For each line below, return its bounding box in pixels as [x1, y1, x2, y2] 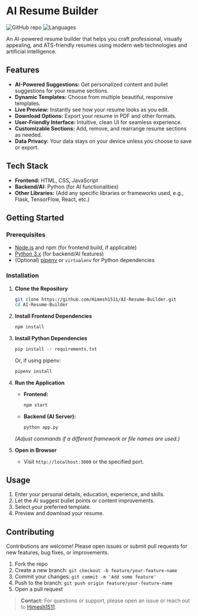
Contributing [6, 526, 54, 537]
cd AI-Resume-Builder [14, 302, 68, 308]
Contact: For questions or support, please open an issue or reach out [20, 597, 190, 604]
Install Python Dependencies [14, 335, 87, 342]
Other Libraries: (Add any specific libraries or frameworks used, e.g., [14, 189, 184, 196]
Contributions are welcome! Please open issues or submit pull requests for [6, 542, 188, 550]
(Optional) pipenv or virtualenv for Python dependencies [14, 257, 155, 264]
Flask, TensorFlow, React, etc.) [14, 196, 90, 203]
